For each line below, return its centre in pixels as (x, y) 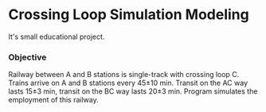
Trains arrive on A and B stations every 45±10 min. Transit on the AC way (128, 83)
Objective (27, 57)
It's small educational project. (57, 37)
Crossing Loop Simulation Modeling (129, 15)
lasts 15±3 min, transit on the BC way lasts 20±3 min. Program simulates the (133, 91)
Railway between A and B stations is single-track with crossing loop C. (124, 75)
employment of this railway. (53, 100)
